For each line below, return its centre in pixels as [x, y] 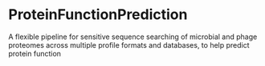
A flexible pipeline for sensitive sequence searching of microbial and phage [133, 37]
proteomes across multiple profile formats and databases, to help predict [129, 45]
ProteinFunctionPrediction [98, 15]
